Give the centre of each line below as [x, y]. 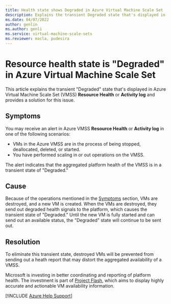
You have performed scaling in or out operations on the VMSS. [78, 155]
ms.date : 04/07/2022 [27, 19]
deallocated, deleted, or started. [46, 149]
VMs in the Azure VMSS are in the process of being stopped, [77, 144]
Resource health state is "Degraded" [85, 64]
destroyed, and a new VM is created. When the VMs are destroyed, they [81, 204]
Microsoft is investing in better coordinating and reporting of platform [78, 275]
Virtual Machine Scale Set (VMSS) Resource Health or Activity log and [80, 94]
